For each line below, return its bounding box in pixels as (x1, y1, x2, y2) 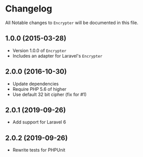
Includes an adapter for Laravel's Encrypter (12, 53, 103, 59)
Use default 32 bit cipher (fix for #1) (12, 91, 87, 97)
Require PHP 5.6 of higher (12, 86, 67, 92)
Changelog (5, 3, 52, 15)
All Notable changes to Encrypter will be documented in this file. (5, 20, 138, 26)
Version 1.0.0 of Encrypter (12, 47, 66, 53)
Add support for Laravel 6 (12, 119, 66, 125)
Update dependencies (12, 81, 59, 87)
